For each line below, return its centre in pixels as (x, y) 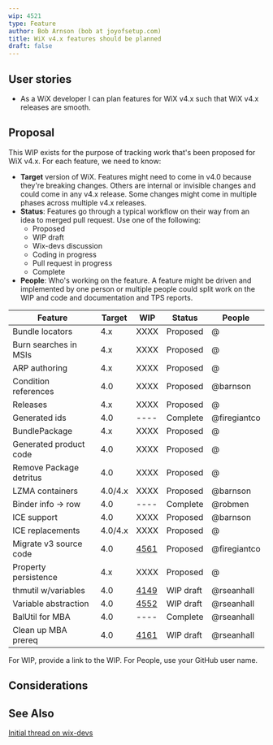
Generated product (49, 444)
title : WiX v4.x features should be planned (85, 39)
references (33, 391)
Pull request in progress (72, 263)
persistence (35, 577)
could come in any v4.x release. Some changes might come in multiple (139, 194)
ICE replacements (46, 531)
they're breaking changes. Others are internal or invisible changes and (138, 185)
